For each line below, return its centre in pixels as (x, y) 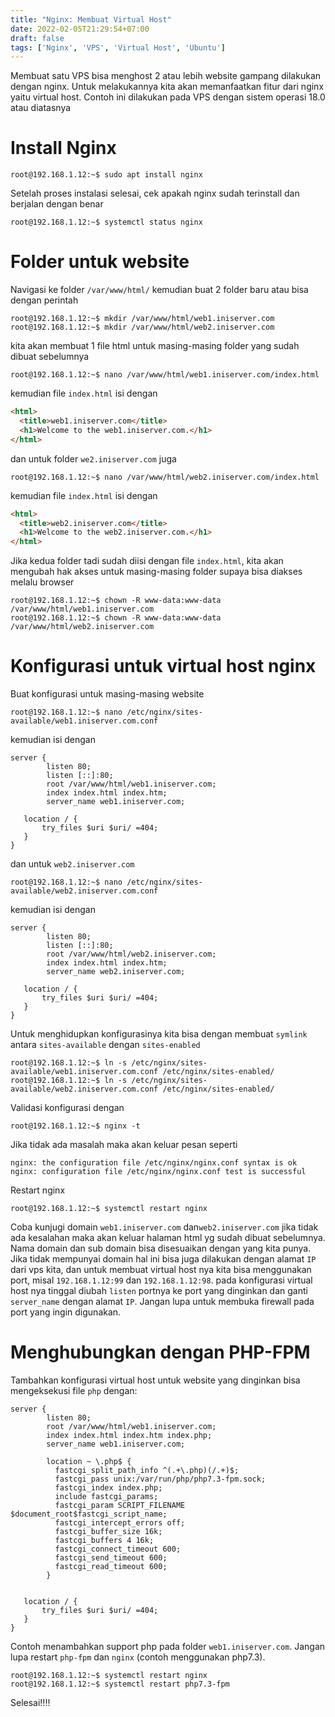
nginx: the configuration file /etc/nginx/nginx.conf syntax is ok (154, 1163)
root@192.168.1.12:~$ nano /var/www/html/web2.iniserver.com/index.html (165, 477)
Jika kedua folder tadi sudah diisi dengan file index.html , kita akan (147, 561)
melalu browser (42, 582)
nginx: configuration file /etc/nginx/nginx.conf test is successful (158, 1172)
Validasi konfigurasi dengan (67, 1108)
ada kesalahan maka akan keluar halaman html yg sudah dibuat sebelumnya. (168, 1238)
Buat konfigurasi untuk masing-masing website (107, 694)
